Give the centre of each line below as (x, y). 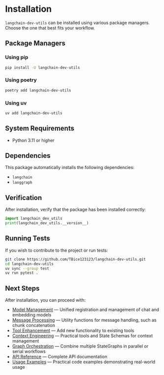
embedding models (32, 315)
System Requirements (40, 129)
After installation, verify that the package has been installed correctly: (76, 209)
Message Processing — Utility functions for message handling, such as (84, 320)
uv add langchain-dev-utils (34, 113)
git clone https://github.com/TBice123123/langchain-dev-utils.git (76, 259)
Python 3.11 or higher (33, 140)
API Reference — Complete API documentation (60, 357)
